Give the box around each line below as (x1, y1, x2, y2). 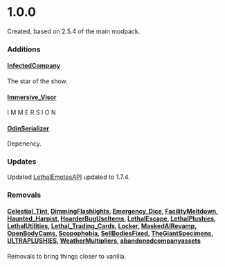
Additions (7, 44, 41, 54)
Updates (7, 157, 37, 166)
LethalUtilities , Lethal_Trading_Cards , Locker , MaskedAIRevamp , (7, 222, 197, 230)
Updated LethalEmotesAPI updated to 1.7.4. (7, 173, 130, 181)
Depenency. (7, 139, 42, 148)
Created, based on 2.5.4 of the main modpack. (7, 27, 141, 35)
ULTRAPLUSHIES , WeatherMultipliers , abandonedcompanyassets (7, 236, 201, 245)
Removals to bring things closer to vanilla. (7, 252, 127, 260)
